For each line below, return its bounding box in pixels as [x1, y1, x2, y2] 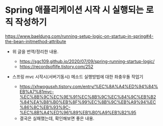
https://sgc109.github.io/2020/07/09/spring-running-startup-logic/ [19, 58, 155, 64]
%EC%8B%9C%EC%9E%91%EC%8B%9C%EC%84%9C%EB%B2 [19, 94, 156, 100]
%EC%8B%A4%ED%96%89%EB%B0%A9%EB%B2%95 [19, 109, 136, 115]
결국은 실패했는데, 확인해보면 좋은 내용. [19, 115, 95, 121]
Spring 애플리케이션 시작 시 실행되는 [5, 4, 144, 16]
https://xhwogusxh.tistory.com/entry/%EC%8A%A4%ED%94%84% [19, 83, 158, 89]
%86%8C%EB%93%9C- [19, 104, 71, 110]
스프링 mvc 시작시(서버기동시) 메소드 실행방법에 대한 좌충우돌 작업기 [12, 74, 143, 79]
